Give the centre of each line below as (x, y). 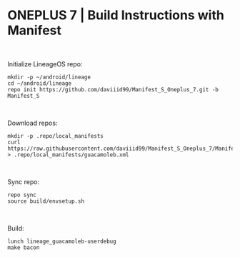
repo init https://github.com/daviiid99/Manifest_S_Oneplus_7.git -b (113, 89)
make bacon (24, 247)
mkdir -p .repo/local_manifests (55, 136)
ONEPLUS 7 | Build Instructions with (116, 15)
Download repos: (32, 123)
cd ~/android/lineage (40, 83)
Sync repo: (24, 181)
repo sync (22, 195)
